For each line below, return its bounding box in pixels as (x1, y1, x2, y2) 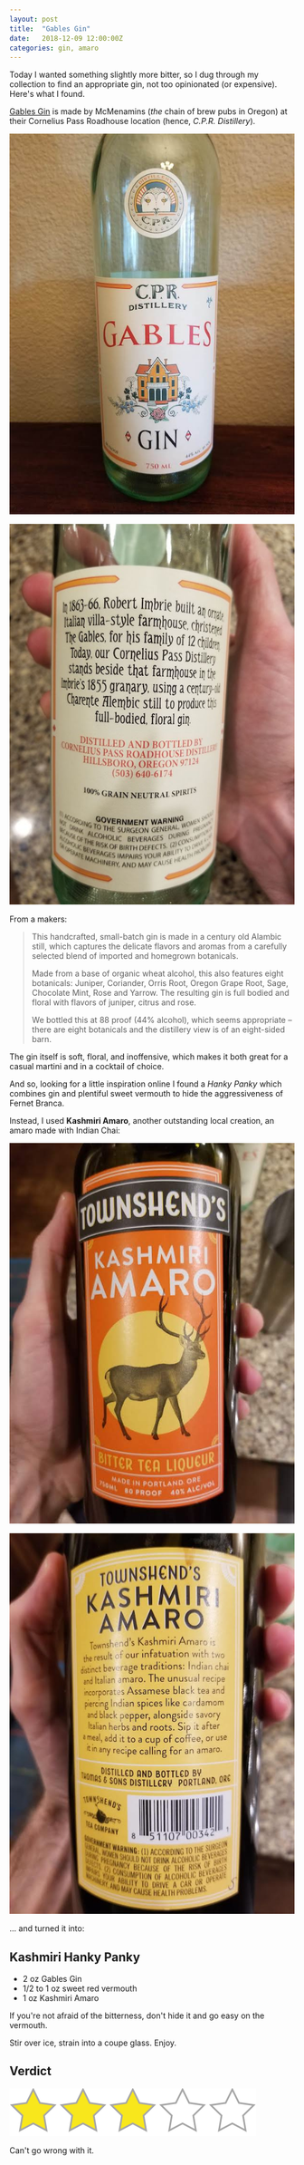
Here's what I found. (9, 89, 86, 100)
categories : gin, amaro (9, 43, 100, 53)
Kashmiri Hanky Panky (9, 1949, 140, 1965)
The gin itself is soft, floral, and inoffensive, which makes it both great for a (9, 1051, 289, 1062)
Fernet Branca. (9, 1097, 65, 1109)
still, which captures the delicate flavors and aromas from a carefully (31, 941, 288, 952)
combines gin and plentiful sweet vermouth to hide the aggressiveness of (9, 1088, 283, 1099)
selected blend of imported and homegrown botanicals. (31, 951, 239, 962)
